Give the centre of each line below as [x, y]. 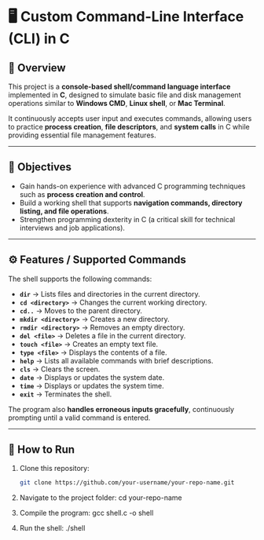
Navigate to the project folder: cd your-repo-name [101, 498]
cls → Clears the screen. [60, 369]
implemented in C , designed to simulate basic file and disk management [125, 95]
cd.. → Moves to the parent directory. [81, 310]
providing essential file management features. [82, 135]
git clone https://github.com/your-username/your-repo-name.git [127, 483]
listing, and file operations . [64, 211]
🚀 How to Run [42, 450]
